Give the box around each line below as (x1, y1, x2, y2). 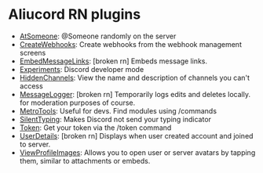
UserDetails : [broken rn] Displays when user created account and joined (19, 131, 254, 140)
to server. (19, 139, 51, 149)
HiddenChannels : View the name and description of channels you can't (19, 73, 250, 82)
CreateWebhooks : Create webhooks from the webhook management (19, 39, 242, 49)
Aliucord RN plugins (8, 5, 141, 23)
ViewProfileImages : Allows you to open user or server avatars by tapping (19, 147, 256, 157)
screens (19, 48, 46, 57)
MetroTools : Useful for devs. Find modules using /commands (19, 106, 217, 115)
